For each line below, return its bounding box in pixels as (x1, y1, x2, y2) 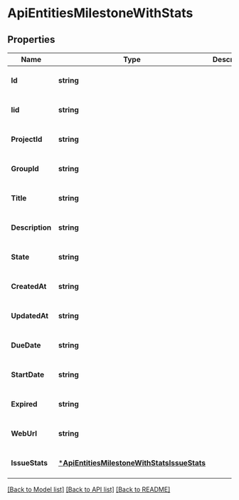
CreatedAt (11, 282, 47, 291)
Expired (11, 399, 38, 409)
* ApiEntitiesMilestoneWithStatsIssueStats (58, 458, 206, 468)
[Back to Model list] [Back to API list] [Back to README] (7, 485, 171, 494)
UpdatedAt (11, 311, 48, 320)
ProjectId (11, 134, 43, 144)
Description (11, 223, 52, 233)
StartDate (11, 369, 45, 379)
